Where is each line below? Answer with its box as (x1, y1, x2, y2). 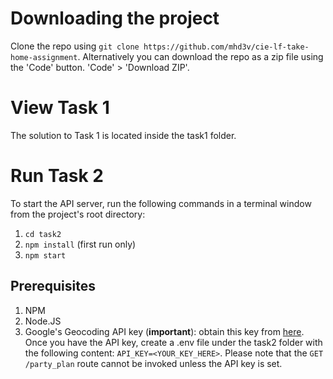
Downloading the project (10, 7, 220, 30)
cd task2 (24, 229, 62, 239)
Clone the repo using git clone (10, 40, 140, 52)
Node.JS (24, 315, 62, 327)
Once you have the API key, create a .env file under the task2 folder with (24, 336, 323, 348)
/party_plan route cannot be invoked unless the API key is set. (24, 357, 283, 369)
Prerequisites (10, 278, 96, 295)
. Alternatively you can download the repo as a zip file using (77, 50, 324, 62)
